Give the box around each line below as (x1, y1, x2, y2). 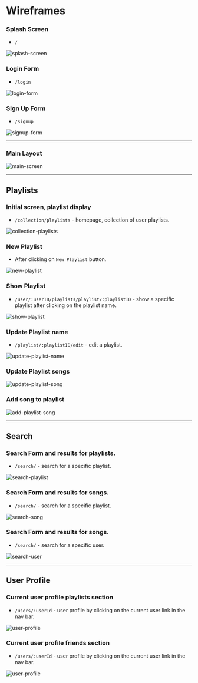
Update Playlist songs (6, 367, 70, 375)
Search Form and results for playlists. (6, 449, 116, 457)
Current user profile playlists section (6, 593, 114, 602)
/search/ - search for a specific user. (14, 541, 105, 549)
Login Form (6, 65, 39, 73)
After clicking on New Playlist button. (14, 256, 107, 263)
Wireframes (6, 4, 66, 18)
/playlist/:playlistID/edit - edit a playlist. (14, 341, 123, 348)
